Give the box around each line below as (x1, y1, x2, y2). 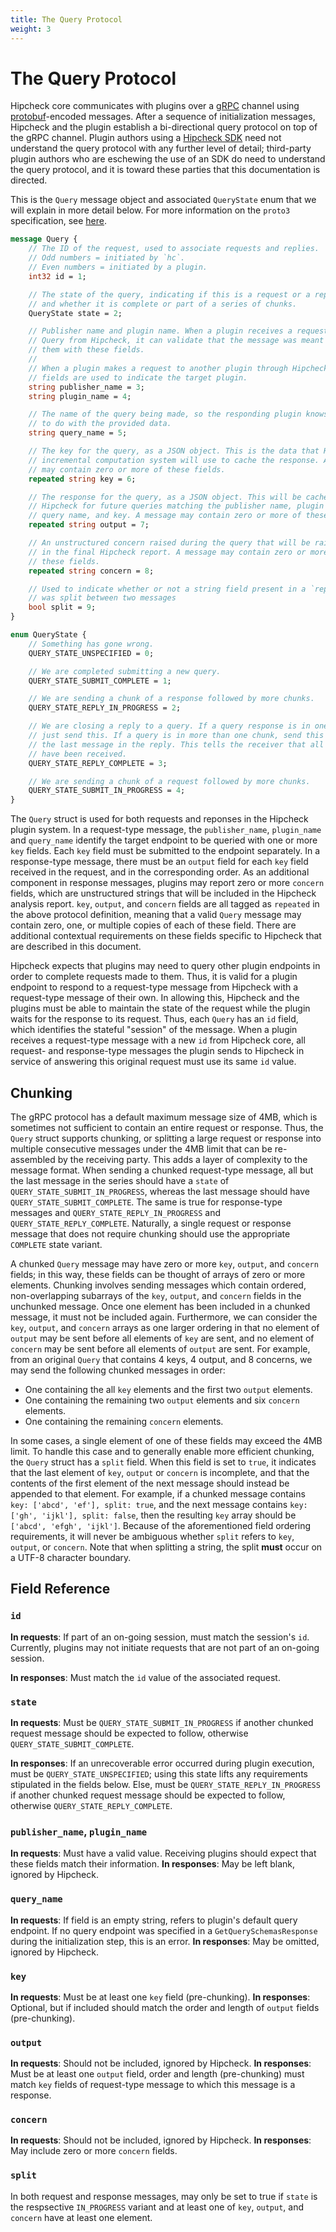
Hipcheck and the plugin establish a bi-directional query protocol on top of (10, 121, 318, 133)
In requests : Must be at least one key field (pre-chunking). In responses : (10, 1991, 311, 2003)
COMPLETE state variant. (10, 1239, 103, 1250)
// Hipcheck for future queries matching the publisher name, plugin (28, 501, 325, 511)
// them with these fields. (28, 345, 145, 355)
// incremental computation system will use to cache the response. (28, 455, 320, 465)
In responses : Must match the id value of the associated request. (10, 1671, 281, 1683)
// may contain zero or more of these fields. (28, 464, 226, 475)
